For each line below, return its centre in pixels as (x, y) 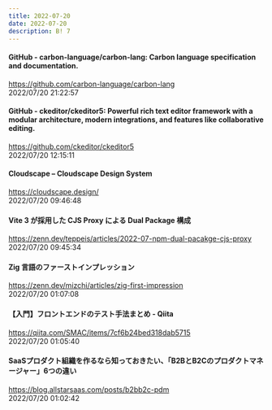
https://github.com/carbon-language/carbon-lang (92, 84)
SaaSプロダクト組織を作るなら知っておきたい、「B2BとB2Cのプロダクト (129, 361)
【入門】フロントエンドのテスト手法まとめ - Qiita (91, 313)
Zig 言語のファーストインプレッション (72, 267)
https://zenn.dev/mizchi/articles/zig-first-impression (96, 286)
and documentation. (43, 65)
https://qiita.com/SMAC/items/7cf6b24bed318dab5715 (99, 332)
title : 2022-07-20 (39, 16)
